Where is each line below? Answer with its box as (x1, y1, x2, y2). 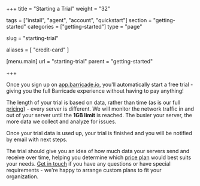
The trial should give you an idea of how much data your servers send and (6, 148, 190, 154)
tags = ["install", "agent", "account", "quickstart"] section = (6, 17, 152, 23)
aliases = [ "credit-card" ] (6, 46, 69, 53)
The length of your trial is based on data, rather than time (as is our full (6, 99, 181, 106)
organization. (6, 173, 39, 180)
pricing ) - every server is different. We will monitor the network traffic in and (6, 105, 195, 112)
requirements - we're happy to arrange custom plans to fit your (6, 167, 162, 173)
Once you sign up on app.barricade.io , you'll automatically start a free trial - (6, 81, 193, 88)
